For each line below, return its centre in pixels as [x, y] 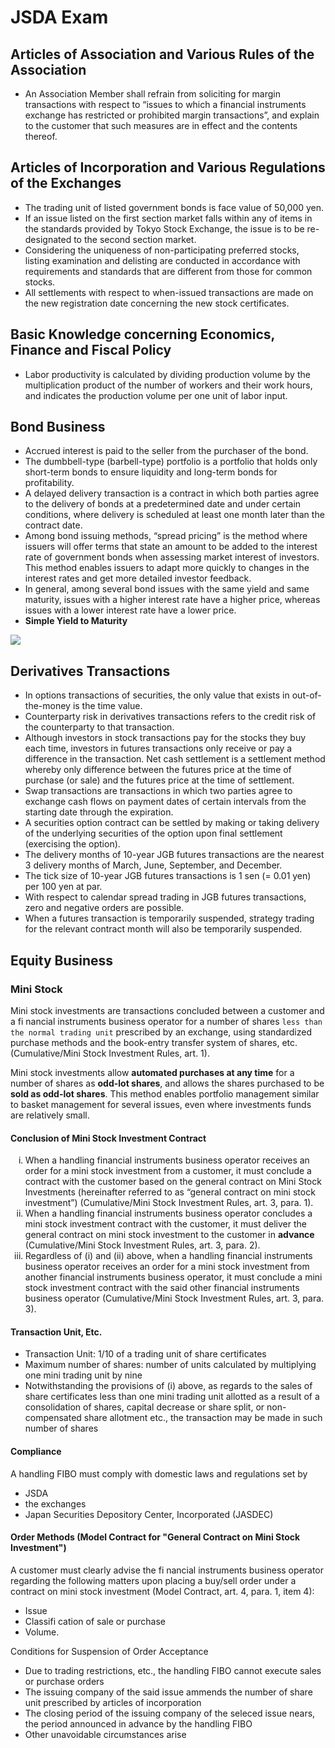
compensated [53, 1418]
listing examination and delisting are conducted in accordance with [162, 260]
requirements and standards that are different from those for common [168, 271]
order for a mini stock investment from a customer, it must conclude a [168, 1171]
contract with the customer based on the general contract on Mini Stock [173, 1182]
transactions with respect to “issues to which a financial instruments [165, 104]
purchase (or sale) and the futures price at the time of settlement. [159, 780]
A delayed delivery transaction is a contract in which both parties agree [172, 493]
